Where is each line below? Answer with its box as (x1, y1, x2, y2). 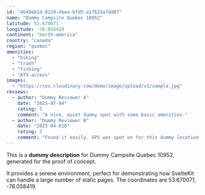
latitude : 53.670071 (6, 20, 60, 26)
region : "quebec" (6, 44, 51, 50)
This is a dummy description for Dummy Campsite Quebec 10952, (6, 151, 175, 158)
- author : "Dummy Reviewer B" (12, 117, 89, 123)
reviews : (6, 89, 29, 95)
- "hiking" (12, 55, 40, 61)
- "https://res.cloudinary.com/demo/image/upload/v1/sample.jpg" (12, 83, 183, 90)
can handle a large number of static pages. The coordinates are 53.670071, (6, 176, 196, 183)
